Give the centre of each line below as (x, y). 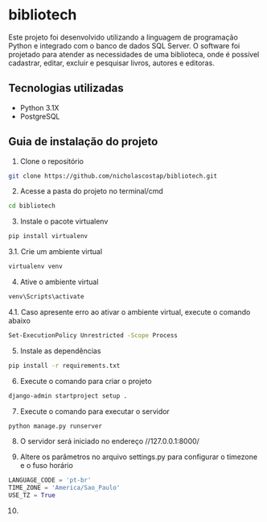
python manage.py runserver (55, 426)
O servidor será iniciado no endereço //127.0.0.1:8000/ (109, 441)
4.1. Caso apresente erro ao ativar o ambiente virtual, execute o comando (129, 311)
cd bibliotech (32, 206)
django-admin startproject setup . (68, 396)
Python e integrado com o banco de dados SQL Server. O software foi (124, 45)
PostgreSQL (40, 116)
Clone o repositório (52, 161)
